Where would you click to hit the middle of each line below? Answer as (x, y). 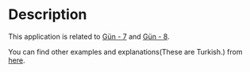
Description (48, 15)
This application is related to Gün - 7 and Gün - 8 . (89, 36)
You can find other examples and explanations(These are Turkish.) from (125, 51)
